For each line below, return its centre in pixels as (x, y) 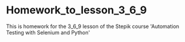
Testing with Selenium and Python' (48, 32)
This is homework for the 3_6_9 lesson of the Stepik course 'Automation (93, 26)
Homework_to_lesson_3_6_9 (76, 10)
